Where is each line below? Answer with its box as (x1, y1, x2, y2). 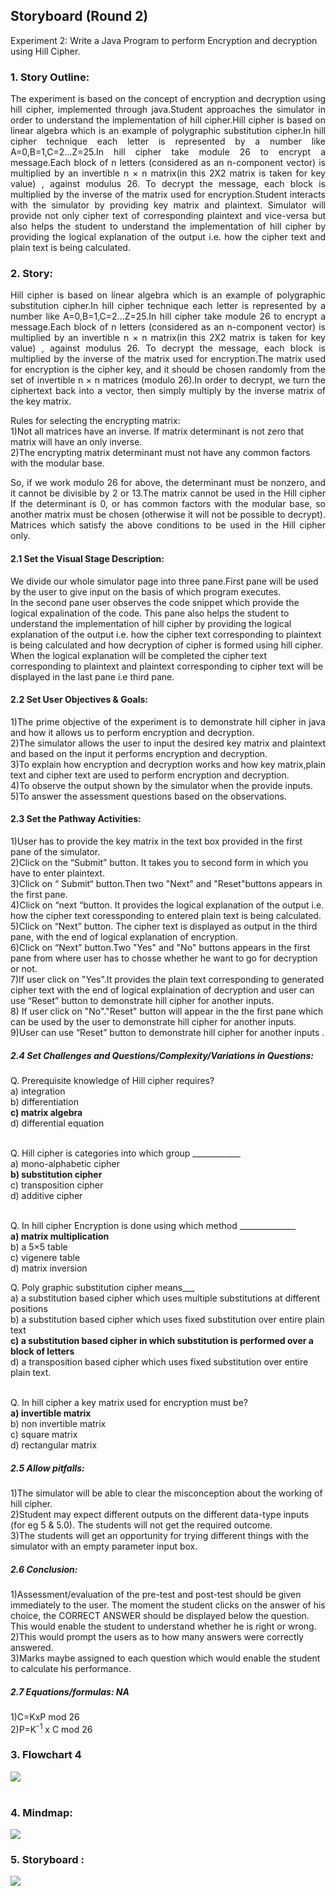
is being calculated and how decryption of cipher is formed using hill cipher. (10, 639, 323, 651)
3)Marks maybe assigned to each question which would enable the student (10, 1652, 321, 1664)
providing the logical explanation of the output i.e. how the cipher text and (10, 231, 326, 243)
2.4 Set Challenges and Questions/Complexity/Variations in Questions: (10, 1049, 314, 1061)
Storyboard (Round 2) (10, 8, 149, 25)
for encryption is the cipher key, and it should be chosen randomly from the (10, 364, 326, 376)
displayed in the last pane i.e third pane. (10, 670, 175, 683)
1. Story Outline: (10, 70, 90, 84)
